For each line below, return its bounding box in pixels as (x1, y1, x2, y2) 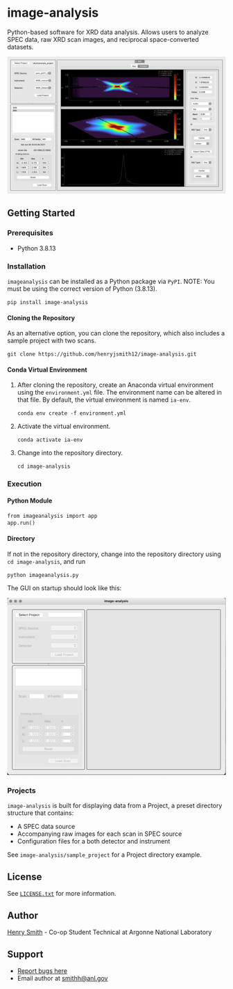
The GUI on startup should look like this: (7, 583, 122, 592)
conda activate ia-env (17, 436, 83, 443)
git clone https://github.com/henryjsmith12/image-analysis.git (7, 351, 197, 358)
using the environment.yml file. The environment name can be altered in (17, 388, 222, 397)
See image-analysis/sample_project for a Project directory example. (7, 850, 202, 859)
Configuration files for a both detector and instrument (17, 837, 171, 846)
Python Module (7, 496, 53, 505)
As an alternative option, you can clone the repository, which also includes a (7, 329, 225, 338)
